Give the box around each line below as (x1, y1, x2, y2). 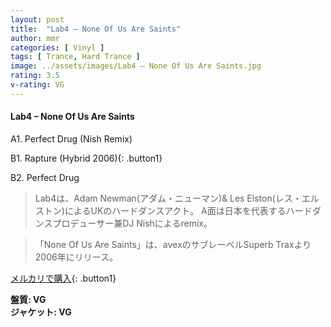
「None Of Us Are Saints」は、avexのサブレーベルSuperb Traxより (34, 238, 312, 250)
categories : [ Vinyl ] (10, 42, 105, 53)
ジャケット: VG (10, 306, 72, 318)
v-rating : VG (10, 80, 65, 90)
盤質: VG (10, 293, 47, 305)
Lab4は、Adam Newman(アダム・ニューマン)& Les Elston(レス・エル (34, 192, 320, 204)
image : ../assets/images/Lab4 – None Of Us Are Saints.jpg (10, 61, 262, 71)
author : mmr (10, 33, 60, 43)
